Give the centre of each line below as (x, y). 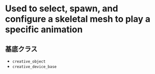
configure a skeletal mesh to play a (78, 19)
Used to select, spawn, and (62, 9)
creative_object (29, 62)
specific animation (44, 30)
